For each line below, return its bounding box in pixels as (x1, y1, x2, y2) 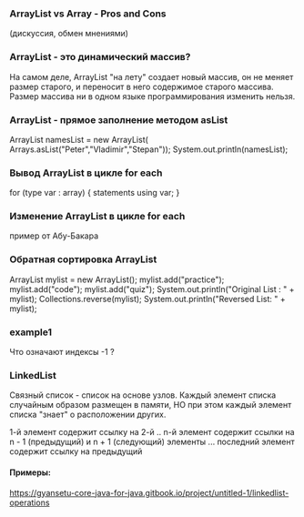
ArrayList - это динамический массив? (9, 51, 191, 64)
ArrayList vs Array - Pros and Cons (9, 7, 167, 20)
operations (9, 497, 50, 508)
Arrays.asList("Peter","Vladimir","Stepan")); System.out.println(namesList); (9, 144, 289, 155)
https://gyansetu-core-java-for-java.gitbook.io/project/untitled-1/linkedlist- (9, 487, 289, 498)
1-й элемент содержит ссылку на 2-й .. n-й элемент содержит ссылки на (9, 427, 295, 438)
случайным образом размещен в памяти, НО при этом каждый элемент (9, 400, 292, 411)
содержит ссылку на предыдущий (9, 446, 143, 457)
